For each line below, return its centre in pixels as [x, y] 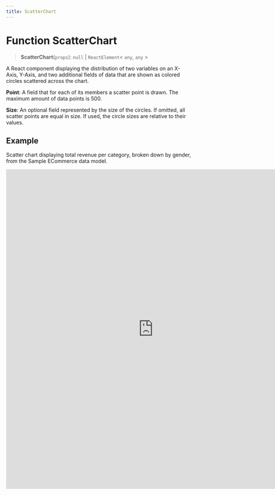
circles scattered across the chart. [48, 81]
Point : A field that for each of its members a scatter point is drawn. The [92, 92]
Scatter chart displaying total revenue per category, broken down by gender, [99, 155]
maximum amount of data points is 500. [54, 98]
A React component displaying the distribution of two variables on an [90, 68]
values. [15, 122]
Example [22, 141]
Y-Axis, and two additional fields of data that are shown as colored [100, 75]
